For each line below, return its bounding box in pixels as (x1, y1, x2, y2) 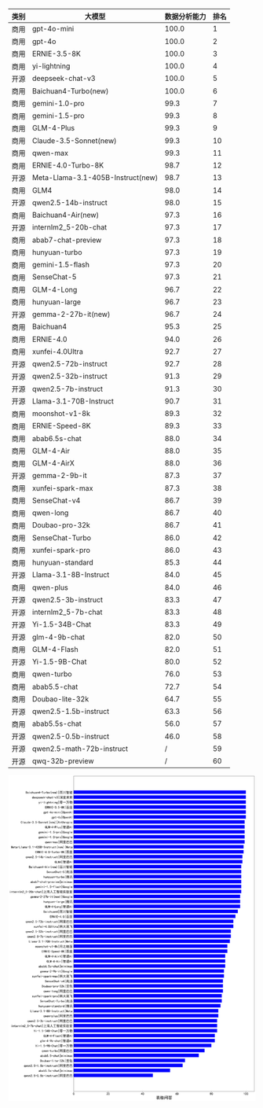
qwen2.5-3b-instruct (32, 594, 104, 604)
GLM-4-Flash (32, 644, 79, 653)
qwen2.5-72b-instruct (32, 359, 108, 368)
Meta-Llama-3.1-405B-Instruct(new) (32, 173, 159, 182)
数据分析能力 (164, 11, 206, 20)
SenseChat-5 (32, 272, 77, 282)
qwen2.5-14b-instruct (32, 197, 108, 207)
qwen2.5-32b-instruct (32, 371, 108, 381)
